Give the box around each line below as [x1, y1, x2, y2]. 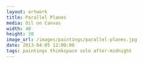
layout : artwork [6, 8, 47, 15]
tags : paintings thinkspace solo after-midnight [6, 48, 132, 54]
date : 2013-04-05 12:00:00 [6, 43, 75, 49]
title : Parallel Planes [6, 14, 67, 20]
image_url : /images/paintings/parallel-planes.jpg [6, 37, 138, 43]
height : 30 [6, 31, 34, 37]
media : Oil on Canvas [6, 20, 61, 26]
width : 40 [6, 25, 32, 32]
